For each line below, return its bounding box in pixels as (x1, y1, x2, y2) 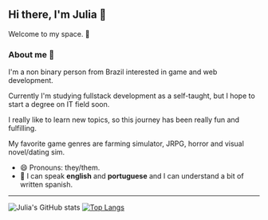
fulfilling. (8, 124, 37, 133)
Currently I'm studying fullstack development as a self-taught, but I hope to (8, 91, 255, 100)
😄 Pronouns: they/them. (19, 163, 100, 172)
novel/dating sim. (8, 147, 65, 157)
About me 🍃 (8, 49, 54, 60)
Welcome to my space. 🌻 (8, 29, 90, 38)
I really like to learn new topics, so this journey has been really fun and (8, 115, 240, 124)
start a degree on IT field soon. (8, 100, 110, 109)
